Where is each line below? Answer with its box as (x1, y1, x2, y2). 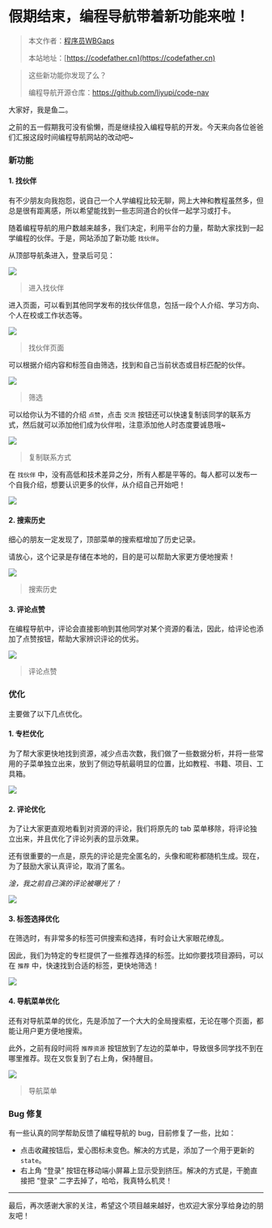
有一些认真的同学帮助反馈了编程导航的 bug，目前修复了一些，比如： (8, 1127, 236, 1137)
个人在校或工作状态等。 (8, 310, 87, 321)
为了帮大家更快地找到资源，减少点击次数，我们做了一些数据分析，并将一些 (8, 748, 257, 758)
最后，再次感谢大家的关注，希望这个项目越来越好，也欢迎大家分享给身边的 (8, 1200, 257, 1210)
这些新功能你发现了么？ (28, 70, 107, 80)
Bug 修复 (8, 1108, 43, 1119)
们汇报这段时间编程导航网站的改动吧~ (8, 131, 134, 142)
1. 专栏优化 (8, 729, 45, 739)
